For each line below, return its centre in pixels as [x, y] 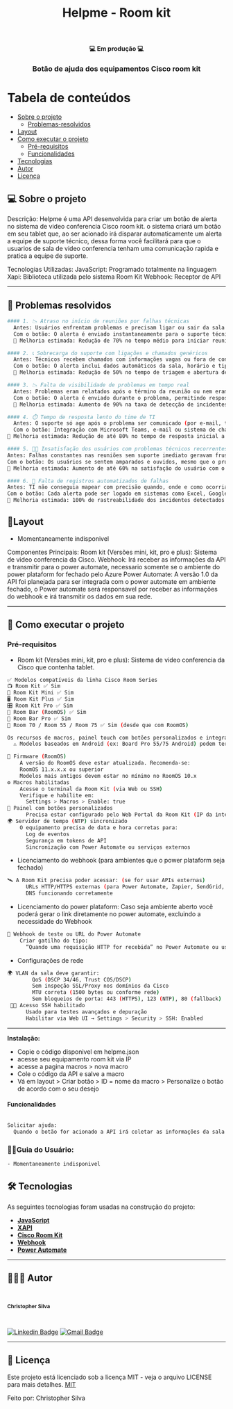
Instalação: [24, 1038]
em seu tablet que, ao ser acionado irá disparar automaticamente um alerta [114, 234]
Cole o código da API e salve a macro [71, 1074]
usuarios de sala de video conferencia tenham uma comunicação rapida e [113, 249]
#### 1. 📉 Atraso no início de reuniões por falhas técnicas [98, 321]
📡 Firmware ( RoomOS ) [37, 757]
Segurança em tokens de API [66, 840]
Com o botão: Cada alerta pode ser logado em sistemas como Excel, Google [118, 494]
